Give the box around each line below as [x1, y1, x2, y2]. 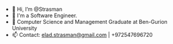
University [11, 24, 38, 32]
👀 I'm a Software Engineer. [11, 12, 78, 19]
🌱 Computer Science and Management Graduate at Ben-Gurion [11, 18, 168, 25]
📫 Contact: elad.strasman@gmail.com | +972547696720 [11, 32, 153, 38]
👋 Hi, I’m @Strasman [11, 6, 63, 12]
